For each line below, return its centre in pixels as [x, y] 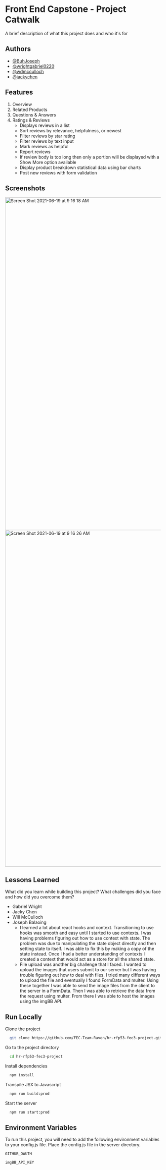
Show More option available [48, 162]
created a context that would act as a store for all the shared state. [87, 959]
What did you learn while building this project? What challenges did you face [83, 892]
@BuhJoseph [26, 61]
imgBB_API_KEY [20, 1163]
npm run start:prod [30, 1112]
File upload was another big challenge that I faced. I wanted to [83, 964]
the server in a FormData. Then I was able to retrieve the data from [87, 991]
